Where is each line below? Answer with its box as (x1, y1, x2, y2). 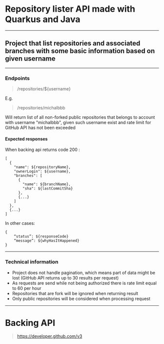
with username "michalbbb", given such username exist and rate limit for (5, 120, 151, 126)
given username (5, 55, 56, 63)
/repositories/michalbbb (17, 105, 65, 111)
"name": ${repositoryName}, (14, 165, 71, 170)
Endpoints (5, 75, 30, 82)
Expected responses (5, 136, 48, 142)
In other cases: (5, 220, 35, 226)
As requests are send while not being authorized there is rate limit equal (12, 280, 157, 286)
